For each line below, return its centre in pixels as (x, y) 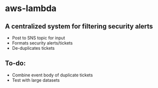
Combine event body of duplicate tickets (52, 75)
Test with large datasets (36, 80)
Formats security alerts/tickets (42, 43)
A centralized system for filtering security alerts (79, 26)
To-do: (15, 63)
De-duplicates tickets (33, 48)
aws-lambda (31, 8)
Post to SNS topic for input (38, 38)
